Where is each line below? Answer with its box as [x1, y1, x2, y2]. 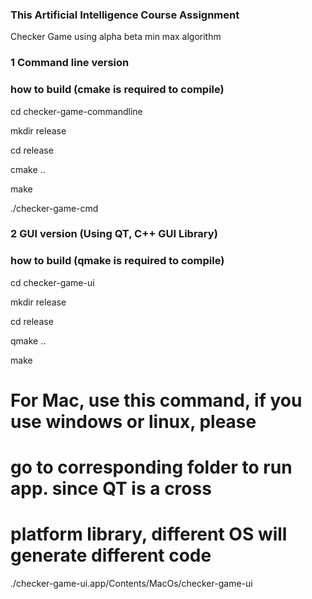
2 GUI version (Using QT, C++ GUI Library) [10, 227, 218, 241]
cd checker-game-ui [10, 276, 95, 288]
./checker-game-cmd [10, 202, 99, 214]
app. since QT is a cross [10, 478, 212, 500]
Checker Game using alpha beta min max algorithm [10, 31, 222, 43]
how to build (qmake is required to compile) [10, 254, 225, 268]
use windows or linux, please [10, 410, 257, 433]
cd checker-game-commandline [10, 105, 143, 117]
